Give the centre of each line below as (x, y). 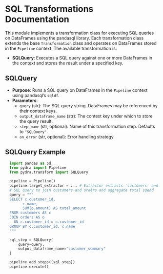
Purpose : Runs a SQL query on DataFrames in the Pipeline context (80, 90)
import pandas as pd (30, 163)
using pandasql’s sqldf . (36, 95)
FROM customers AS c (30, 213)
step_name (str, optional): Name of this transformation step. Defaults (87, 126)
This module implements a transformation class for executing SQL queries (80, 33)
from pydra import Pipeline (38, 168)
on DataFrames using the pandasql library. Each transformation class (74, 38)
